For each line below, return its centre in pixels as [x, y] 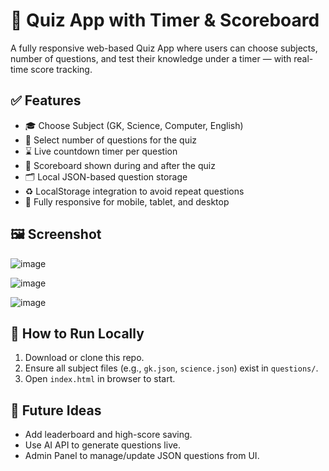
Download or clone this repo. [84, 358]
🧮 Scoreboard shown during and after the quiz [120, 165]
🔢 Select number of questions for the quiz [111, 140]
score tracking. [61, 69]
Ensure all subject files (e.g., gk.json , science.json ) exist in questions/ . [171, 368]
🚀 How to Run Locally [77, 333]
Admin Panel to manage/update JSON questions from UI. [142, 456]
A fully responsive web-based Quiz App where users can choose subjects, [164, 48]
